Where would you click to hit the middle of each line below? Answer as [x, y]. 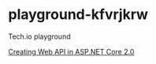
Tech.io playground [39, 36]
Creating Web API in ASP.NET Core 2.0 [71, 51]
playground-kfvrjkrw [78, 15]
